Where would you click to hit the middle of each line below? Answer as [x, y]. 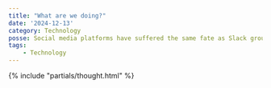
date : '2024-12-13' [41, 23]
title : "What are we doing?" [57, 16]
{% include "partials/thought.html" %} [71, 76]
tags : [17, 46]
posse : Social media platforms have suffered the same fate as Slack [128, 38]
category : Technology [45, 30]
